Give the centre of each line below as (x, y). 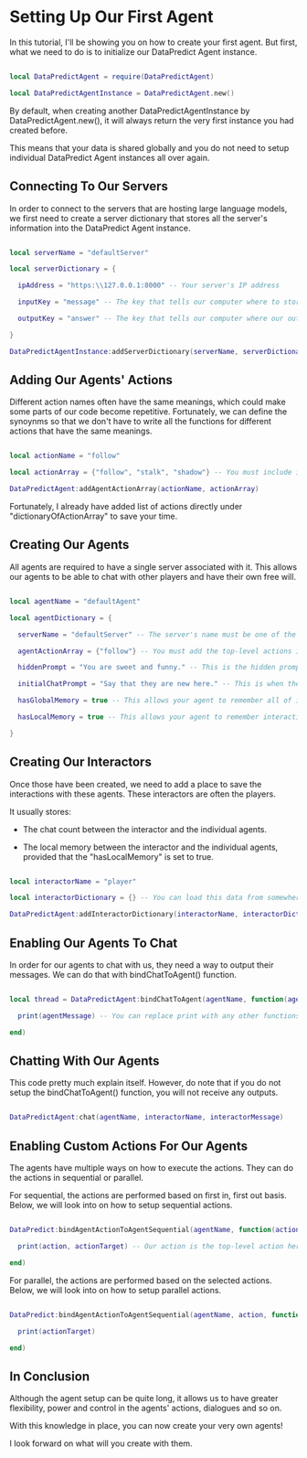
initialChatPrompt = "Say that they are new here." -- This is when (151, 684)
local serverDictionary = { (63, 269)
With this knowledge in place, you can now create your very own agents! (146, 1426)
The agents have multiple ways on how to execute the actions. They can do (152, 1168)
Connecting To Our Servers (89, 186)
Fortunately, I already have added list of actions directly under (126, 507)
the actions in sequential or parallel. (77, 1178)
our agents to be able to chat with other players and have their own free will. (153, 576)
